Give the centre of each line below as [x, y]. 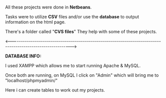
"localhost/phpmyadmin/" [32, 80]
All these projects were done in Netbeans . [48, 7]
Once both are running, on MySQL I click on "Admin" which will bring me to [82, 75]
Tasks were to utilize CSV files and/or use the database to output [72, 17]
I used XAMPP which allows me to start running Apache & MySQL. [73, 66]
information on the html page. [36, 22]
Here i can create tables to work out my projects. [55, 90]
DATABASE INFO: [23, 56]
